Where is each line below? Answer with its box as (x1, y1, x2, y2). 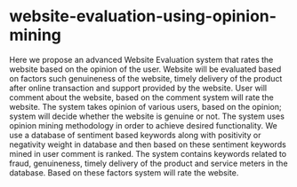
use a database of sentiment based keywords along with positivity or (9, 129, 261, 140)
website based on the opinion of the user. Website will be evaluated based (9, 64, 282, 74)
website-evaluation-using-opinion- (9, 6, 277, 27)
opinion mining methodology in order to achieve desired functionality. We (9, 120, 277, 130)
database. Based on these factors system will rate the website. (9, 167, 239, 178)
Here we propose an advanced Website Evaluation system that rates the (9, 54, 274, 65)
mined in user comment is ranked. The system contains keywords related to (9, 148, 287, 159)
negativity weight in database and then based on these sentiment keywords (9, 139, 286, 150)
